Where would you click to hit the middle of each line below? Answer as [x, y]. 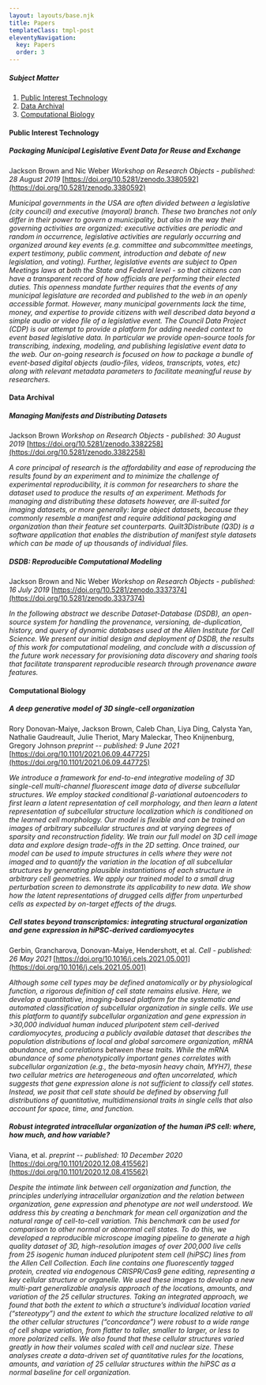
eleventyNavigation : [43, 38]
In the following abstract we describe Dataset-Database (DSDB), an [120, 613]
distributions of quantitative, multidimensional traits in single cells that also [131, 1100]
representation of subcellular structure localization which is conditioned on [131, 811]
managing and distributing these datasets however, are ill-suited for [120, 501]
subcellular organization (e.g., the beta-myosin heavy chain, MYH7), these [131, 1066]
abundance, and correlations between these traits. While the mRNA [119, 1049]
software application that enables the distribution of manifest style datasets [133, 535]
